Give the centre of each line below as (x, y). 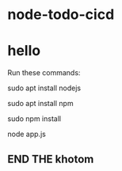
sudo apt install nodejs (44, 88)
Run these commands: (44, 73)
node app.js (27, 134)
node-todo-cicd (61, 15)
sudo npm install (34, 119)
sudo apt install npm (40, 104)
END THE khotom (51, 159)
